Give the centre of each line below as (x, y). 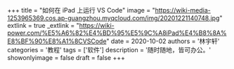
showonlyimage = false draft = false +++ (66, 58)
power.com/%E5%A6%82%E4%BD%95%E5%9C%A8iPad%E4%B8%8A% (117, 33)
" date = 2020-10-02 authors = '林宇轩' (163, 41)
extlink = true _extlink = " (43, 25)
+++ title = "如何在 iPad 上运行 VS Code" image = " (82, 10)
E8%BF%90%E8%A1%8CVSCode (57, 41)
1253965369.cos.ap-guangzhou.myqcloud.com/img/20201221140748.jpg (113, 18)
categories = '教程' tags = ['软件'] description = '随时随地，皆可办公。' (109, 50)
